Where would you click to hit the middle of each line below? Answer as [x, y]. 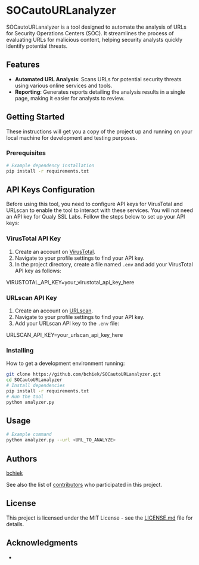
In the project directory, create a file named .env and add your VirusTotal [104, 264]
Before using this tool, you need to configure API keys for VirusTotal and [94, 204]
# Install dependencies [36, 386]
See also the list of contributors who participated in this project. [84, 484]
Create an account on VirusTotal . [55, 251]
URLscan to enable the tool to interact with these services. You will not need [100, 210]
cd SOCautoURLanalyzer [34, 380]
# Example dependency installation [50, 165]
